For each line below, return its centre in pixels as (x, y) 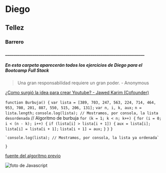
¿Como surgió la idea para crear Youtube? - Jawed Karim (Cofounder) (77, 93)
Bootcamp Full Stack (27, 70)
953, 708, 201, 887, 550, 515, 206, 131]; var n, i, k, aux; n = (74, 108)
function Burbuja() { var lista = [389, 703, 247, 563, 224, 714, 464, (81, 103)
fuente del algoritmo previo (33, 156)
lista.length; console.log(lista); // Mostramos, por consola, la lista (82, 113)
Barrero (14, 42)
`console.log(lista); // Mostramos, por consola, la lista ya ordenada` (82, 138)
